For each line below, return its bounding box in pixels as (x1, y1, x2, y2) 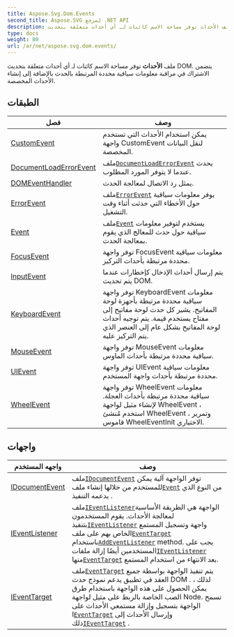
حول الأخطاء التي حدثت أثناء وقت (102, 198, 201, 208)
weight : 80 (7, 36, 39, 43)
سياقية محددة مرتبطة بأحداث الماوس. (102, 350, 214, 360)
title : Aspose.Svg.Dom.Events (7, 10, 95, 17)
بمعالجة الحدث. (102, 235, 148, 245)
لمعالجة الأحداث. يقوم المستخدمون (72, 511, 175, 520)
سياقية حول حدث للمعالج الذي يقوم (102, 227, 207, 237)
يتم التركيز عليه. (102, 331, 149, 340)
